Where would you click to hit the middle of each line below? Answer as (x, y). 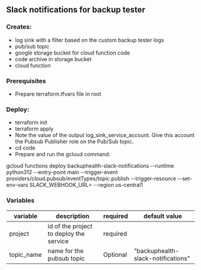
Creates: (19, 27)
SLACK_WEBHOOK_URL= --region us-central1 (86, 185)
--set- (185, 178)
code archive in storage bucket (53, 59)
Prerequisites (26, 81)
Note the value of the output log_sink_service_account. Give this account (105, 135)
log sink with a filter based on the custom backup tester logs (89, 40)
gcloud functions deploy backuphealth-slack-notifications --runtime (90, 166)
